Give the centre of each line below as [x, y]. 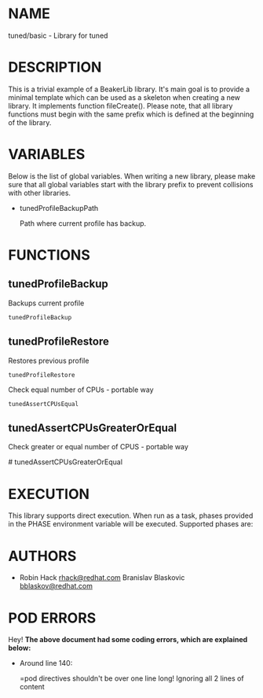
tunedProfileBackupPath [59, 208]
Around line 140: [46, 663]
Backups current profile [46, 303]
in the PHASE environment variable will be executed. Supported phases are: [131, 524]
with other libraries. [40, 193]
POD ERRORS [52, 618]
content [32, 687]
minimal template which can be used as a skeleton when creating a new [124, 97]
